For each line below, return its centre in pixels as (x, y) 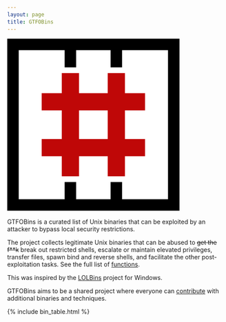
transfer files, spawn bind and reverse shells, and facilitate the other (104, 257)
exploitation (24, 264)
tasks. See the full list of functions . (91, 264)
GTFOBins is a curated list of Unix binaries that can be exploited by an (106, 222)
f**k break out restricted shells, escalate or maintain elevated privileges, (110, 249)
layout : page (26, 14)
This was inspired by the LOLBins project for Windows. (85, 277)
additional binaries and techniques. (57, 298)
